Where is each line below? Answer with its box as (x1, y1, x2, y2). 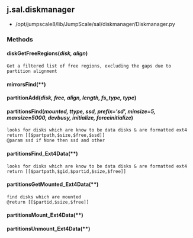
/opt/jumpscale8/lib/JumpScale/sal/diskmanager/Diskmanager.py (15, 20, 175, 27)
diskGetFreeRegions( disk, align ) (7, 50, 88, 57)
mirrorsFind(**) (7, 81, 46, 88)
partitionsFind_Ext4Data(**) (7, 150, 79, 157)
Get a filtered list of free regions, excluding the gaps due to (7, 63, 171, 69)
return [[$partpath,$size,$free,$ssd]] (7, 133, 105, 139)
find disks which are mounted (7, 194, 82, 200)
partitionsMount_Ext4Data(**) (7, 211, 83, 218)
